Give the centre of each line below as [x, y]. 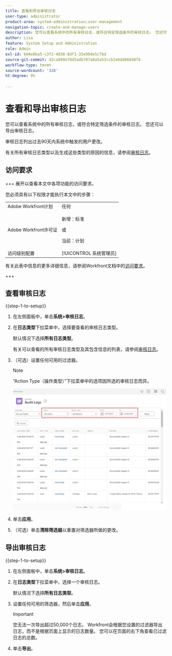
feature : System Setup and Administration [51, 44]
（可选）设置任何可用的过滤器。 [46, 360]
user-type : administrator [33, 16]
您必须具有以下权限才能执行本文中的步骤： [50, 194]
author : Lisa [19, 38]
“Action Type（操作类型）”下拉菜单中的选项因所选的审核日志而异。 [82, 381]
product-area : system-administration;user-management [64, 22]
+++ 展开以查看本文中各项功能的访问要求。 [51, 183]
